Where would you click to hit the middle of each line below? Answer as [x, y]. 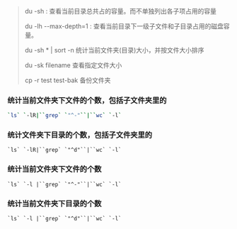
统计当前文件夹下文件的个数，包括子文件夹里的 [87, 100]
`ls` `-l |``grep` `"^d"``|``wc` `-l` [64, 219]
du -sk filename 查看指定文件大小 [73, 65]
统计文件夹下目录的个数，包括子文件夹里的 [80, 135]
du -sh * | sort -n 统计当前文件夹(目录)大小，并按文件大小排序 [114, 50]
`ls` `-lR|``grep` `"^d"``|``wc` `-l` [64, 150]
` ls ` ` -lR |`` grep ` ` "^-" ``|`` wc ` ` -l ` [64, 116]
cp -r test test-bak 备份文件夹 [68, 80]
